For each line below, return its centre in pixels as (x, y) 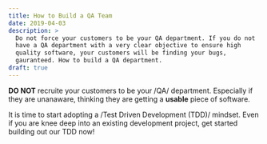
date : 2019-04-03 (37, 23)
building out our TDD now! (52, 131)
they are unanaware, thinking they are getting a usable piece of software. (129, 99)
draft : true (28, 68)
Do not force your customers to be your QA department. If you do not (135, 38)
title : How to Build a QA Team (60, 16)
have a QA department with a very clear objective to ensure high (128, 46)
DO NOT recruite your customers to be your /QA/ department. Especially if (131, 90)
